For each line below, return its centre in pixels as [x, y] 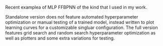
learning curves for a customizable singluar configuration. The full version [81, 27]
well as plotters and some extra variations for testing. [60, 38]
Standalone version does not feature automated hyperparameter [72, 17]
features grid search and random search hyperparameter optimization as [80, 33]
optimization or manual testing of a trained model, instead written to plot [80, 22]
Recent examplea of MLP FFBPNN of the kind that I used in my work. [76, 7]
